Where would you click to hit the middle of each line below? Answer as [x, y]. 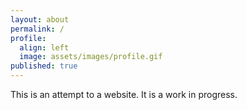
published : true [44, 66]
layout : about [40, 19]
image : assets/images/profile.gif [91, 57]
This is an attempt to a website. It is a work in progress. [124, 94]
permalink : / [37, 29]
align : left [44, 47]
